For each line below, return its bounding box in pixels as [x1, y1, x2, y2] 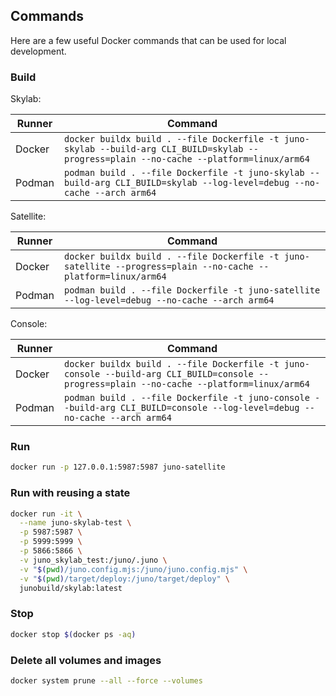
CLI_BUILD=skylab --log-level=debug [114, 177, 290, 189]
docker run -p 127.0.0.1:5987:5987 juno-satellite [10, 462, 226, 473]
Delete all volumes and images [10, 653, 162, 667]
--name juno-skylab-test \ [19, 518, 132, 528]
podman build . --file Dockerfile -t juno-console [63, 392, 310, 404]
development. [10, 45, 67, 57]
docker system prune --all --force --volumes [10, 675, 203, 686]
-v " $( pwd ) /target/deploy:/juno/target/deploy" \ [19, 574, 230, 584]
